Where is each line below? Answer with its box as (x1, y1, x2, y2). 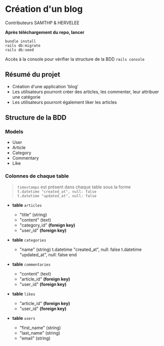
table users (12, 315, 35, 321)
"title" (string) (19, 211, 48, 217)
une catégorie (12, 94, 41, 100)
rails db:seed (5, 47, 34, 52)
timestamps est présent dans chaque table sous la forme (17, 184, 131, 190)
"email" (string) (19, 335, 51, 341)
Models (5, 128, 24, 135)
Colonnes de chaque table (5, 173, 69, 179)
